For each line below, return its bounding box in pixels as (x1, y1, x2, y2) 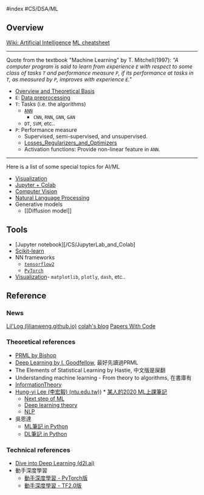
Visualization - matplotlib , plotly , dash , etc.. (15, 273, 126, 280)
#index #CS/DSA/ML (6, 5, 59, 12)
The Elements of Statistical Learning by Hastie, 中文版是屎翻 (15, 366, 166, 374)
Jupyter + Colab (15, 181, 56, 188)
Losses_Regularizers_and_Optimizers (24, 139, 117, 146)
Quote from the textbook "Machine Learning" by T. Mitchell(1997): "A (6, 56, 179, 63)
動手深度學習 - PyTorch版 (24, 474, 88, 482)
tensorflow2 (24, 261, 55, 267)
